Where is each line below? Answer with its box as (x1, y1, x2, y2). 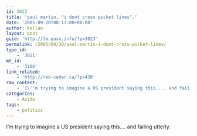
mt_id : (6, 58, 22, 64)
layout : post (6, 31, 38, 37)
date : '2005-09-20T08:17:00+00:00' (6, 19, 93, 25)
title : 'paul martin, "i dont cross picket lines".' (6, 14, 138, 20)
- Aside (16, 96, 35, 102)
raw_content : (6, 80, 38, 86)
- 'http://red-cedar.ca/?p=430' (16, 74, 96, 80)
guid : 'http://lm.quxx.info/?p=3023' (6, 36, 98, 42)
